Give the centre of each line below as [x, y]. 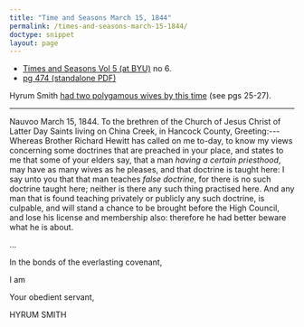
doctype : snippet [42, 34]
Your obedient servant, [52, 297]
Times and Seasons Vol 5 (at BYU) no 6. [97, 69]
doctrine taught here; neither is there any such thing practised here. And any [152, 189]
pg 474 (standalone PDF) [69, 79]
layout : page [34, 43]
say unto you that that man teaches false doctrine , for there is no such [140, 179]
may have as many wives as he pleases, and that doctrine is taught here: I [147, 170]
